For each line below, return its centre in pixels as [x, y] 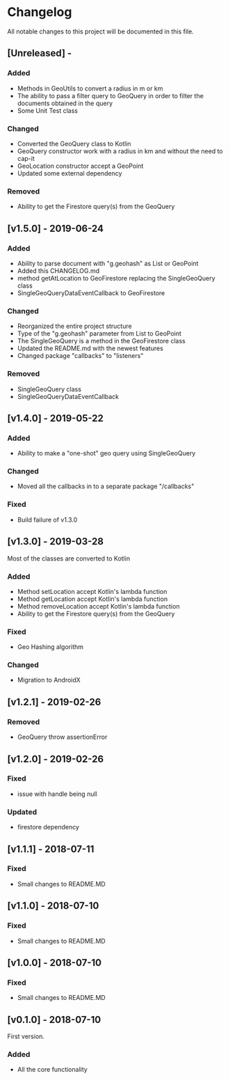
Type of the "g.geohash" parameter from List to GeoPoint [99, 334]
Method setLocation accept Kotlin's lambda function [92, 591]
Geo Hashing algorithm [50, 647]
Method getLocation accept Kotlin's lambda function [92, 599]
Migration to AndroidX [49, 680]
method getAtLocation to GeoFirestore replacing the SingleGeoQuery [116, 278]
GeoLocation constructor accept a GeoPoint [80, 166]
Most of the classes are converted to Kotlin [69, 558]
